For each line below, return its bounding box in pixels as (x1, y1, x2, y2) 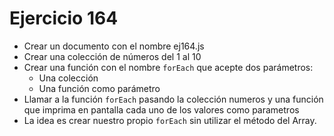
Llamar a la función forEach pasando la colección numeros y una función (23, 93, 324, 105)
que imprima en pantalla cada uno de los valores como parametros (23, 103, 300, 116)
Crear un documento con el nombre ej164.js (23, 40, 205, 52)
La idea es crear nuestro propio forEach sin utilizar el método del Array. (23, 114, 317, 126)
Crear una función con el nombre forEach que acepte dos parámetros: (23, 61, 314, 73)
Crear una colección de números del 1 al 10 (23, 50, 202, 62)
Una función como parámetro (38, 82, 161, 94)
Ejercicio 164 (9, 7, 119, 30)
